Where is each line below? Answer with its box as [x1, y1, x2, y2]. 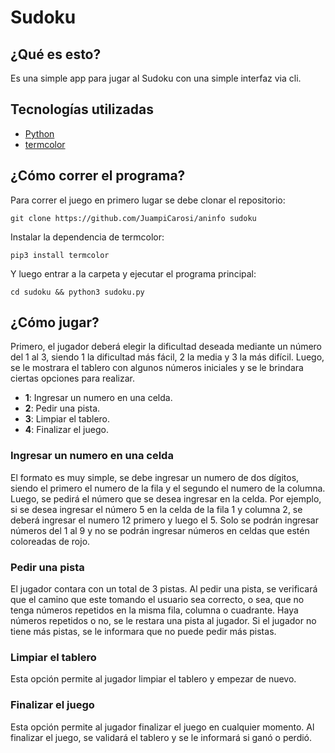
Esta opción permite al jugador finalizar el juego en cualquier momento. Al [10, 721, 315, 733]
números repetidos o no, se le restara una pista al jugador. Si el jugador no [10, 615, 317, 627]
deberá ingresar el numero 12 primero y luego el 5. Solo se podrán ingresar [10, 514, 320, 526]
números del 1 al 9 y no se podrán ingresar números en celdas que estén [10, 524, 310, 536]
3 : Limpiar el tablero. [24, 413, 111, 425]
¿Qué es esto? [10, 46, 102, 63]
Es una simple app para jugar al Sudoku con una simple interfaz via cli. [10, 72, 302, 84]
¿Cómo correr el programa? [10, 167, 186, 185]
